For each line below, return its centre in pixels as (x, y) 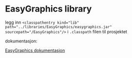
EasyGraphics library (48, 9)
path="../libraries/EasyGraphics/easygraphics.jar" (58, 27)
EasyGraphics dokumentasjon (35, 50)
